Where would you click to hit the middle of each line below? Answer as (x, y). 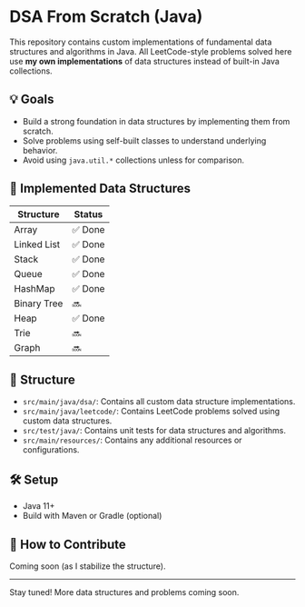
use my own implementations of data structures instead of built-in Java (144, 61)
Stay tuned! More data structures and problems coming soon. (124, 592)
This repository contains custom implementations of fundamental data (141, 42)
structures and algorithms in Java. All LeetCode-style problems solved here (151, 51)
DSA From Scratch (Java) (106, 17)
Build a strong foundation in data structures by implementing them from (156, 121)
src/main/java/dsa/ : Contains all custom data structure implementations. (159, 402)
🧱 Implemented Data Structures (100, 189)
